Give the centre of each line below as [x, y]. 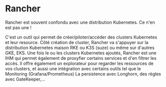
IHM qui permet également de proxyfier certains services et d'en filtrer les [81, 58]
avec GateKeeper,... [25, 79]
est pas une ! [18, 27]
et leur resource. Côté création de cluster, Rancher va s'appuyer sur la [77, 42]
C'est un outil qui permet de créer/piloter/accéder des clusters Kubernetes [81, 37]
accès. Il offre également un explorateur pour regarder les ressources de [79, 63]
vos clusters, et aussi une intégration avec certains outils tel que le [73, 68]
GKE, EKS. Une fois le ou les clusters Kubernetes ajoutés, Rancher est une [81, 53]
